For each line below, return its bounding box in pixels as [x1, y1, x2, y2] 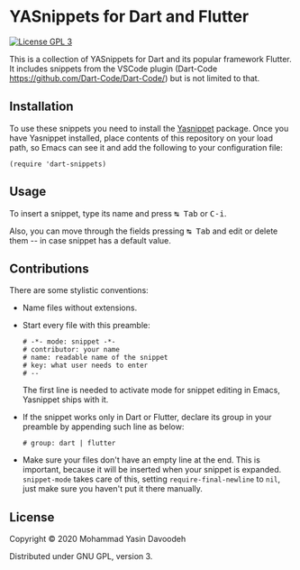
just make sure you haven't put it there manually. [22, 483, 203, 494]
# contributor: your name [22, 345, 120, 354]
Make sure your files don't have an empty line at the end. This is [22, 455, 261, 465]
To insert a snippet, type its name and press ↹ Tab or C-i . [9, 207, 227, 218]
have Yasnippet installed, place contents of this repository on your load [9, 133, 273, 143]
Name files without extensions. [22, 302, 138, 313]
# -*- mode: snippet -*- [22, 337, 116, 346]
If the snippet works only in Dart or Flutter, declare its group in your [22, 412, 272, 423]
